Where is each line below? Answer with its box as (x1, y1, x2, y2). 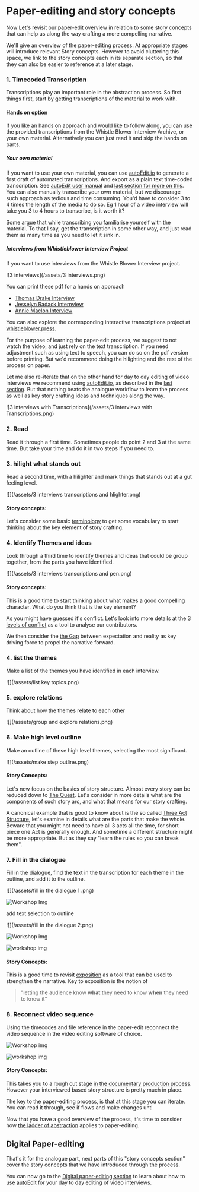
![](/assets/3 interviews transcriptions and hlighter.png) (6, 491, 141, 498)
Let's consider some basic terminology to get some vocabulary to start (6, 518, 179, 525)
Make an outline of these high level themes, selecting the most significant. (6, 747, 187, 754)
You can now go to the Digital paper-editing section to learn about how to (6, 1172, 185, 1180)
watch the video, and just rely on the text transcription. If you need (6, 343, 169, 350)
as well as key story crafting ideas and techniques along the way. (6, 392, 165, 399)
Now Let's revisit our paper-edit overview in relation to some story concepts (6, 24, 192, 31)
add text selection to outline (6, 910, 74, 917)
